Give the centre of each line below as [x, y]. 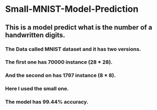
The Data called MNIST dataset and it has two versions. [73, 49]
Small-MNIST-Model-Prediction [72, 9]
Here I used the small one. [37, 89]
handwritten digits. [35, 35]
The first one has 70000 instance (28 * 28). [59, 62]
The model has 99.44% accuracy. [47, 102]
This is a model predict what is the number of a [79, 27]
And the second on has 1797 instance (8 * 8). [60, 75]
